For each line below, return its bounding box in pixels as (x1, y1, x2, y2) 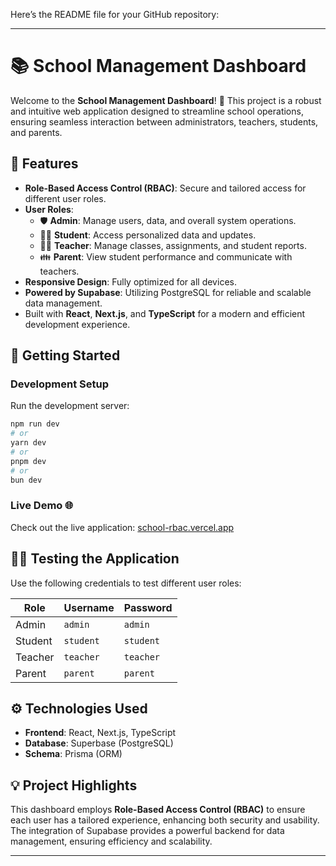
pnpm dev (10, 456, 47, 466)
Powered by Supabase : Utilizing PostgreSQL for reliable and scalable (24, 286, 312, 298)
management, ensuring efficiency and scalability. (10, 835, 213, 848)
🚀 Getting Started (10, 347, 121, 364)
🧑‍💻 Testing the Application (10, 550, 180, 568)
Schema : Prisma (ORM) (24, 748, 123, 760)
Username (63, 600, 115, 614)
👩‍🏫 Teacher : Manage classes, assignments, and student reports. (39, 239, 307, 251)
